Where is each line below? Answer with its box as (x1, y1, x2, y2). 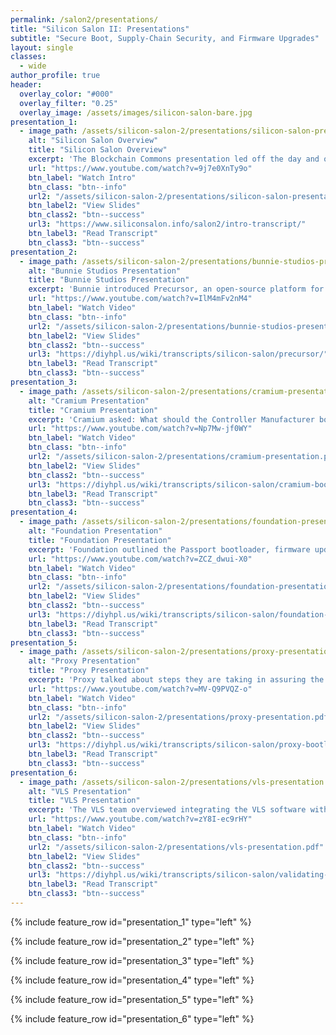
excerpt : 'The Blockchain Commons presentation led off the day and (28, 154, 320, 164)
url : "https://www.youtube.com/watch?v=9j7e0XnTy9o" (28, 163, 253, 173)
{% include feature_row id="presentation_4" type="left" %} (10, 974, 255, 986)
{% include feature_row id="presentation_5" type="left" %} (10, 993, 255, 1005)
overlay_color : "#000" (19, 89, 114, 99)
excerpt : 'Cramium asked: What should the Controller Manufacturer (28, 414, 315, 425)
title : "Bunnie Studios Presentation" (28, 275, 190, 285)
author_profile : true (10, 71, 101, 81)
